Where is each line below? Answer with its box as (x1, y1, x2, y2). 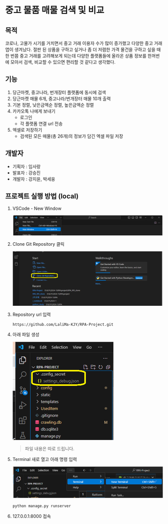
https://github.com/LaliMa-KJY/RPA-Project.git (12, 322, 113, 327)
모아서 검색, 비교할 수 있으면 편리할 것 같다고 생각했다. (10, 59, 116, 65)
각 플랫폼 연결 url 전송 (19, 121, 63, 127)
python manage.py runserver (12, 503, 71, 508)
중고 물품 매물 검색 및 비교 (5, 5, 104, 16)
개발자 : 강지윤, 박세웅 (12, 176, 55, 182)
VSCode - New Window (12, 206, 61, 212)
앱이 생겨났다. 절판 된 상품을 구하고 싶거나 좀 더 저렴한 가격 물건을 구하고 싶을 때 (5, 47, 161, 53)
